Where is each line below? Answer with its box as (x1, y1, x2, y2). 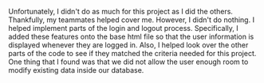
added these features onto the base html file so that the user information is (8, 32, 254, 41)
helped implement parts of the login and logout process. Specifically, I (8, 24, 238, 32)
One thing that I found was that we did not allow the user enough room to (8, 57, 249, 66)
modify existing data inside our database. (8, 66, 144, 74)
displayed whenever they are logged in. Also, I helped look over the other (8, 40, 249, 50)
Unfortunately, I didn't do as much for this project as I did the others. (8, 7, 234, 16)
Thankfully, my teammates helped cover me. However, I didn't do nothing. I (8, 15, 255, 25)
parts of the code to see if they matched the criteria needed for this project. (8, 49, 257, 58)
